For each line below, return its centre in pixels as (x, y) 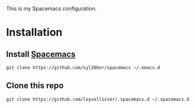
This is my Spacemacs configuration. (51, 9)
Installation (34, 32)
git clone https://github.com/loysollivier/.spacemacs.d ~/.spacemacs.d (98, 99)
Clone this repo (35, 86)
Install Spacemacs (41, 54)
